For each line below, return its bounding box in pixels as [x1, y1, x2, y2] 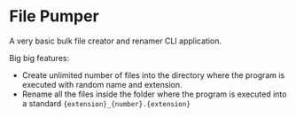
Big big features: [9, 52, 69, 63]
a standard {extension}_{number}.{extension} [21, 97, 191, 108]
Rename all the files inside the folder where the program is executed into [21, 89, 287, 99]
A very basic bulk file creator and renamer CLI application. [9, 35, 222, 46]
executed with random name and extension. [21, 79, 183, 90]
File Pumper [9, 6, 99, 27]
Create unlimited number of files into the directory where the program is [21, 69, 285, 81]
